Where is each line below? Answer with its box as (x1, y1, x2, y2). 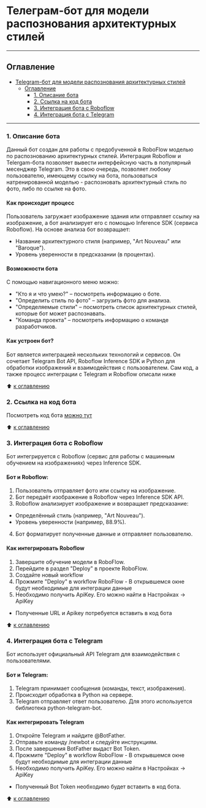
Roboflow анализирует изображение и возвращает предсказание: (15, 500, 189, 508)
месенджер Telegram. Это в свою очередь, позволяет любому (6, 165, 171, 173)
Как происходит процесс (6, 199, 75, 206)
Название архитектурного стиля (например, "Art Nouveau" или (15, 238, 181, 245)
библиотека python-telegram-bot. (15, 704, 102, 712)
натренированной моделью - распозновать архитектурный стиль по (6, 179, 187, 186)
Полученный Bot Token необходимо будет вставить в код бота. (15, 783, 181, 790)
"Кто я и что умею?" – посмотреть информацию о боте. (15, 290, 161, 298)
